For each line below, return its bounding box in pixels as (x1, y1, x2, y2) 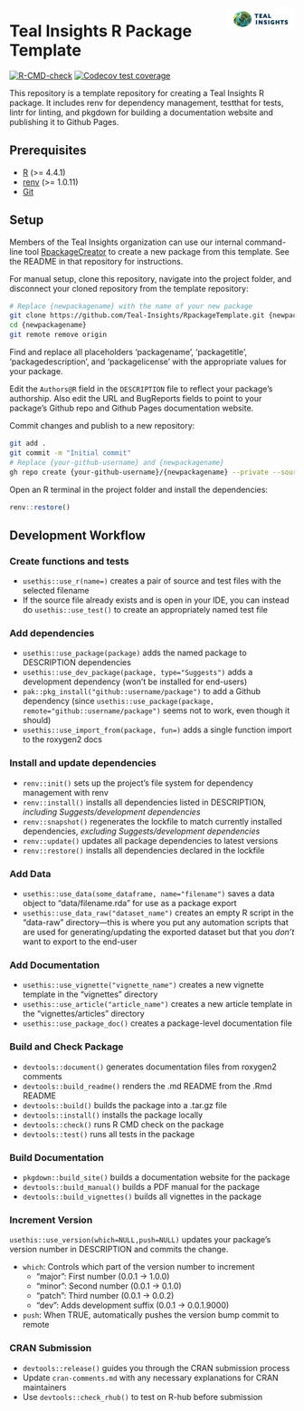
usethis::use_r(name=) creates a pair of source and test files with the (22, 575, 282, 586)
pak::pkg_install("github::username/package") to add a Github (22, 686, 261, 697)
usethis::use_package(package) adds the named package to (22, 647, 247, 659)
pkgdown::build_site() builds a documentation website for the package (22, 1172, 290, 1183)
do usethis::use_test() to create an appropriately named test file (22, 604, 269, 615)
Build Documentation (9, 1151, 104, 1164)
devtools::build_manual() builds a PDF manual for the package (22, 1181, 261, 1192)
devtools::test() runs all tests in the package (22, 1128, 195, 1139)
